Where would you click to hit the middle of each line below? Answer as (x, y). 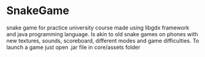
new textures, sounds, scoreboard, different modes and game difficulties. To (103, 40)
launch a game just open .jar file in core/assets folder (73, 47)
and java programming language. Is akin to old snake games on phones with (102, 34)
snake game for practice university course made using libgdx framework (98, 28)
